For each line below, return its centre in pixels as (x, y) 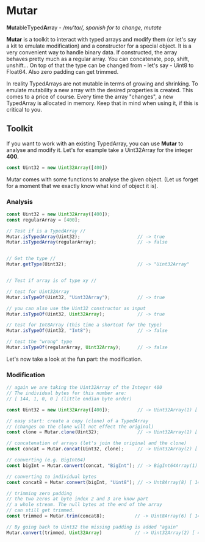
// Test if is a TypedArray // (46, 231)
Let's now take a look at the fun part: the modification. (74, 359)
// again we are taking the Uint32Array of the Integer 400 (85, 388)
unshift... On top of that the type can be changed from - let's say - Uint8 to (100, 65)
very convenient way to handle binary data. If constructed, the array (92, 52)
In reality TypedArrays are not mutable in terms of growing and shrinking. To (102, 84)
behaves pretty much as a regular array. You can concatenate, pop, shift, (98, 59)
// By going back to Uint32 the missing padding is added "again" (92, 527)
